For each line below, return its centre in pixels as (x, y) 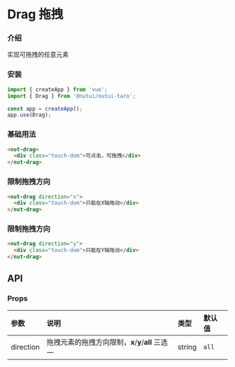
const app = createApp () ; (45, 109)
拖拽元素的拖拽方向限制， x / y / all (99, 342)
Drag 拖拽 (35, 14)
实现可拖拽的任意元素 (38, 55)
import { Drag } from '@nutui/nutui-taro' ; (72, 96)
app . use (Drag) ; (29, 115)
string (187, 347)
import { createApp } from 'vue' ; (58, 89)
